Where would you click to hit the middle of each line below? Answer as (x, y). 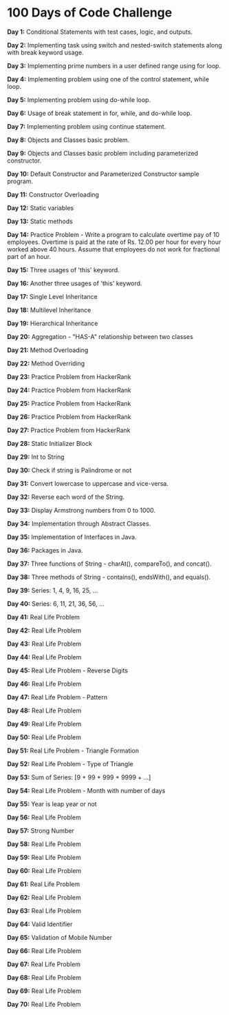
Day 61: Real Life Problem (44, 884)
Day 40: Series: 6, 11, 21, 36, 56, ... (56, 604)
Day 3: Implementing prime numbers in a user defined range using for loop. (114, 65)
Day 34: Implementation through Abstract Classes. (79, 523)
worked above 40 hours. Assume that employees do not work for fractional (113, 249)
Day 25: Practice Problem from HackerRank (69, 403)
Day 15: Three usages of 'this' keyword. (64, 269)
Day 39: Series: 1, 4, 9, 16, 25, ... (53, 590)
